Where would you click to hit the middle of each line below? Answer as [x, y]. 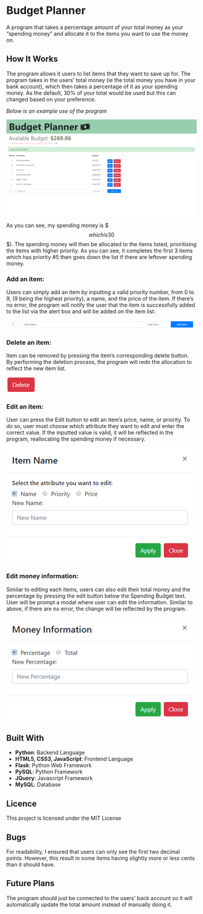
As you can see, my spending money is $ [57, 225]
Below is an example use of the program [57, 111]
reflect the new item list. [36, 368]
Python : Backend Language [50, 753]
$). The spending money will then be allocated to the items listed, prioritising [101, 244]
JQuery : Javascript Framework [54, 778]
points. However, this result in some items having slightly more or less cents [101, 858]
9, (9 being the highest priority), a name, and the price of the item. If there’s [100, 299]
